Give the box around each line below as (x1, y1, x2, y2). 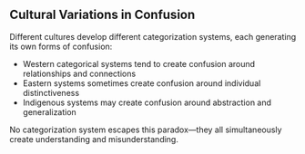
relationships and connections (22, 68, 137, 79)
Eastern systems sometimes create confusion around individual (22, 77, 261, 89)
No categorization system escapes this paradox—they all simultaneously (9, 124, 282, 135)
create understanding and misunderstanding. (9, 133, 179, 144)
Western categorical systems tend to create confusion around (22, 58, 256, 69)
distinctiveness (22, 87, 80, 98)
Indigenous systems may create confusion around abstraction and (22, 97, 271, 108)
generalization (22, 106, 77, 117)
